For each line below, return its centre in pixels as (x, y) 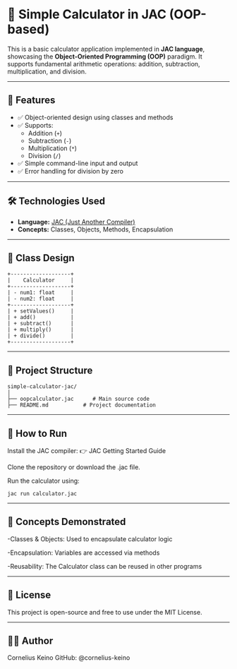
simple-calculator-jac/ (42, 387)
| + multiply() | (41, 330)
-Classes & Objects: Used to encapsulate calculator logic (90, 538)
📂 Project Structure (50, 370)
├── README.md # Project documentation (82, 405)
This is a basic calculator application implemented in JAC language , (106, 49)
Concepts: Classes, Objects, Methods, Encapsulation (95, 229)
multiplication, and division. (47, 71)
